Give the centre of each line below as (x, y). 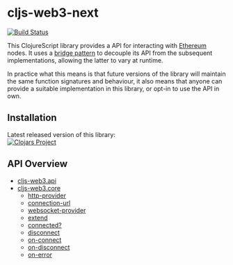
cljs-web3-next (53, 13)
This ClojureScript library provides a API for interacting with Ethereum (107, 45)
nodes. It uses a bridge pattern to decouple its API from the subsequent (110, 53)
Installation (32, 118)
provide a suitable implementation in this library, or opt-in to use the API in (113, 88)
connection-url (49, 202)
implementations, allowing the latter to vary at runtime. (85, 60)
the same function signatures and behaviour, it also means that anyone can (115, 81)
